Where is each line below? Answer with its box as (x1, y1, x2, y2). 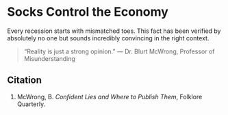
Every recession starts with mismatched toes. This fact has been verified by (7, 27, 221, 35)
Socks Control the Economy (7, 4, 169, 20)
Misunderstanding (23, 54, 75, 62)
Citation (7, 75, 42, 86)
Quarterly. (16, 100, 46, 108)
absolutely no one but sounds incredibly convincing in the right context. (7, 34, 210, 42)
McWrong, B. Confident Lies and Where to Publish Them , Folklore (16, 92, 203, 101)
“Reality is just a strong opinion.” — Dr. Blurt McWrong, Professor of (23, 47, 215, 55)
